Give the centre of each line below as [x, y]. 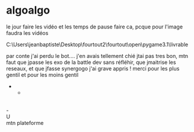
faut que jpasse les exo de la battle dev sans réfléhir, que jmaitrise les [91, 62]
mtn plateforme [25, 123]
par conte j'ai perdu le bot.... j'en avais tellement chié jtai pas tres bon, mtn [97, 56]
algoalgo [28, 10]
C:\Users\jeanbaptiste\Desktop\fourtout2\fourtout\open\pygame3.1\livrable [97, 44]
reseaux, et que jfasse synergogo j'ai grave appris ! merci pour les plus [93, 68]
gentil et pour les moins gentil [42, 75]
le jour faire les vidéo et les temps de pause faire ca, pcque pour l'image [94, 27]
